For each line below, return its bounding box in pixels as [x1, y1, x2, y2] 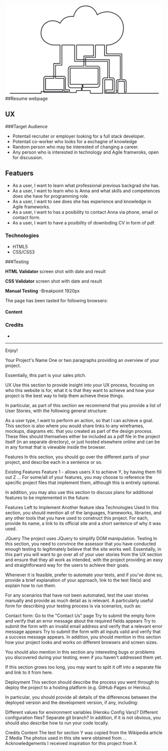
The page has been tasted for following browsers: [5, 297, 108, 303]
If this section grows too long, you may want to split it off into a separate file [5, 664, 161, 670]
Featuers [5, 169, 34, 178]
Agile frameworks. [12, 203, 50, 210]
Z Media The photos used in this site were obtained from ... [5, 735, 127, 741]
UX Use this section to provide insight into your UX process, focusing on [5, 382, 154, 388]
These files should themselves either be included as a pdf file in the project [5, 433, 160, 439]
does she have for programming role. [12, 193, 89, 199]
